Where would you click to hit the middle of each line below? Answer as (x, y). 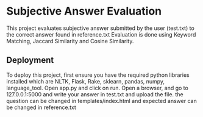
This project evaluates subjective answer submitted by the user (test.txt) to (101, 28)
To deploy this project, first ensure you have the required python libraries (98, 75)
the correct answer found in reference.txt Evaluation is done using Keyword (101, 34)
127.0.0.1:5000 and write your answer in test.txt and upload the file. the (95, 94)
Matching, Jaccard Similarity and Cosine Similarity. (70, 41)
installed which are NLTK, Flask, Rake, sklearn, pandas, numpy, (86, 81)
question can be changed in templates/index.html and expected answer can (101, 101)
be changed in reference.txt (41, 107)
